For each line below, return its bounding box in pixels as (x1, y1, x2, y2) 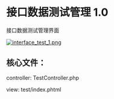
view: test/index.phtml (6, 86, 62, 93)
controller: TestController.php (6, 74, 80, 81)
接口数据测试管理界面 (6, 27, 59, 34)
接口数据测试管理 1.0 (6, 5, 109, 19)
